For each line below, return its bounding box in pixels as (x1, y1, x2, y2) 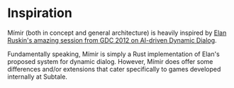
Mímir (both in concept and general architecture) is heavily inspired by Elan (7, 28, 227, 37)
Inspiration (7, 5, 72, 21)
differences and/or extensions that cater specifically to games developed (7, 65, 221, 73)
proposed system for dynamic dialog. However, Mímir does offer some (7, 57, 213, 65)
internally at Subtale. (7, 72, 67, 81)
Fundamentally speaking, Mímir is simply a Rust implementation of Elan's (7, 50, 220, 58)
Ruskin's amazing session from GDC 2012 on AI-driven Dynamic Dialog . (7, 35, 218, 44)
